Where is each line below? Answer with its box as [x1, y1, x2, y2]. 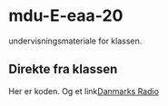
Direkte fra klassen [8, 62, 118, 77]
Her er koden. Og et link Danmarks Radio [8, 85, 160, 96]
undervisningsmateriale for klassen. [8, 35, 143, 46]
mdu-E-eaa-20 [8, 5, 124, 26]
